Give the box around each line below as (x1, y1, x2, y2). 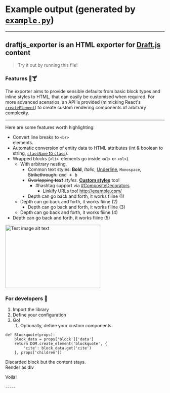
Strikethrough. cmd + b (27, 172, 77, 178)
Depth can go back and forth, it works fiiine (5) (12, 215, 110, 221)
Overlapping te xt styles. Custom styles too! (27, 177, 120, 183)
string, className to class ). (12, 150, 69, 156)
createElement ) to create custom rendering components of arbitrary (5, 105, 147, 111)
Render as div (5, 364, 34, 370)
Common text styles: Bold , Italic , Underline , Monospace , (27, 166, 142, 172)
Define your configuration (12, 312, 67, 318)
